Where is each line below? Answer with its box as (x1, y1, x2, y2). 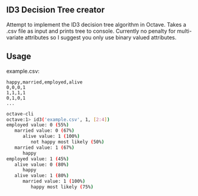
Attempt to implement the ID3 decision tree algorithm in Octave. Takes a (6, 21, 186, 28)
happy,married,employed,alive (6, 79, 83, 85)
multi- (177, 27, 193, 34)
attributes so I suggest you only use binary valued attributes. (24, 33, 177, 41)
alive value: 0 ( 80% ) (14, 162, 69, 168)
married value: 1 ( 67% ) (14, 145, 75, 151)
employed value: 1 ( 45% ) (6, 155, 69, 162)
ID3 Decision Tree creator (6, 5, 105, 15)
